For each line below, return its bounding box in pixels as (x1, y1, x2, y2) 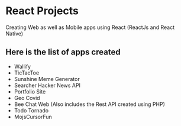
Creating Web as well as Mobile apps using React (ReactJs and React (5, 24, 175, 31)
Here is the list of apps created (5, 47, 121, 57)
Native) (5, 30, 24, 37)
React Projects (5, 4, 79, 18)
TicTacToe (14, 69, 40, 76)
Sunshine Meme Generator (14, 75, 80, 82)
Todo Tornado (14, 106, 49, 114)
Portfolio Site (14, 88, 46, 95)
